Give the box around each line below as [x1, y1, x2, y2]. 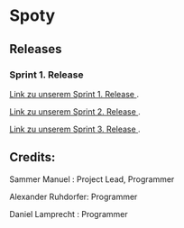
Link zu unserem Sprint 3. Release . [9, 123, 142, 134]
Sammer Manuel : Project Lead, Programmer [9, 173, 175, 185]
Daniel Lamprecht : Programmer [9, 208, 128, 219]
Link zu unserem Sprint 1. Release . [9, 88, 140, 99]
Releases [9, 41, 62, 57]
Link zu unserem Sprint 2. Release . [9, 105, 142, 117]
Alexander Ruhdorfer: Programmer [9, 191, 138, 202]
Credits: [9, 150, 56, 165]
